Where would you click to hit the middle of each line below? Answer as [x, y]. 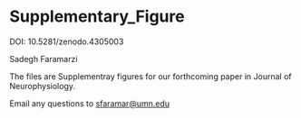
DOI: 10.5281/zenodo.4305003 [67, 41]
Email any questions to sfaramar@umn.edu [90, 103]
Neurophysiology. [42, 86]
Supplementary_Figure [97, 17]
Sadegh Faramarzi [44, 59]
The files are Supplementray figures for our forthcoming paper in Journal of [150, 76]
